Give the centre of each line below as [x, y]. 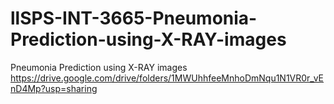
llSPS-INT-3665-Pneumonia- [134, 18]
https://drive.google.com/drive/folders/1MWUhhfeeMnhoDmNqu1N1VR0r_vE [167, 78]
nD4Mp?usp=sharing [54, 88]
